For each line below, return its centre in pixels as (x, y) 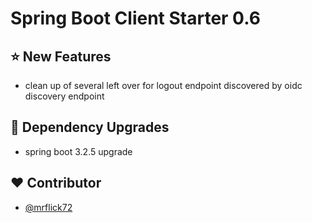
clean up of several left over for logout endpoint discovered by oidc (163, 85)
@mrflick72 (48, 207)
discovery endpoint (64, 96)
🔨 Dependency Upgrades (90, 127)
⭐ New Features (61, 56)
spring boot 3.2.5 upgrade (78, 151)
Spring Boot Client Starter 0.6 (135, 18)
